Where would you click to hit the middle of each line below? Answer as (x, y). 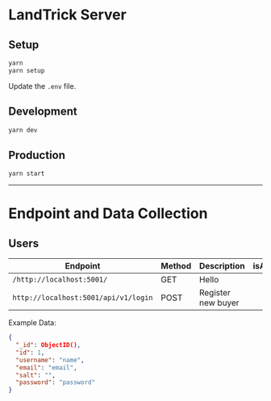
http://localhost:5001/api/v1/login (83, 298)
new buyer (219, 303)
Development (43, 112)
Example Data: (32, 323)
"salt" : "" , (36, 375)
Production (37, 155)
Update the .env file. (42, 86)
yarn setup (27, 70)
